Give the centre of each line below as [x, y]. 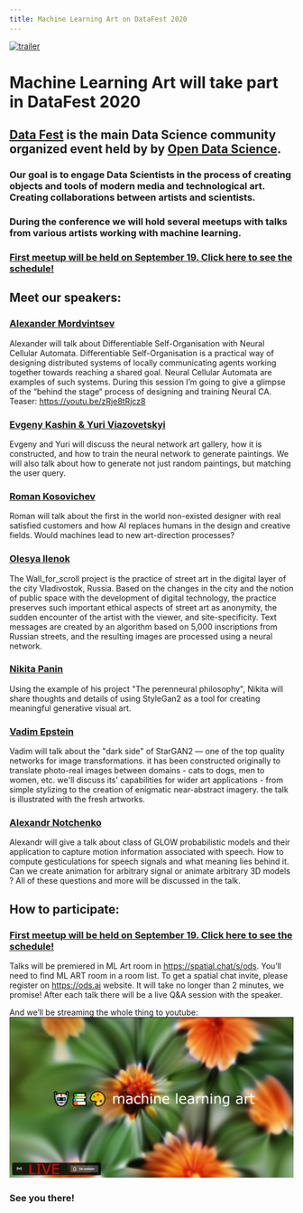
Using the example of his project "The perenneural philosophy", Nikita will [147, 688]
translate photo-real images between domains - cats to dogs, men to [137, 771]
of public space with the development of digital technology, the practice [143, 598]
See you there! [42, 1198]
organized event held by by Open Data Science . [146, 149]
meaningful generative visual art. [70, 708]
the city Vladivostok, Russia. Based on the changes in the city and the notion [151, 588]
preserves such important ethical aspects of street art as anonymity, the [143, 607]
